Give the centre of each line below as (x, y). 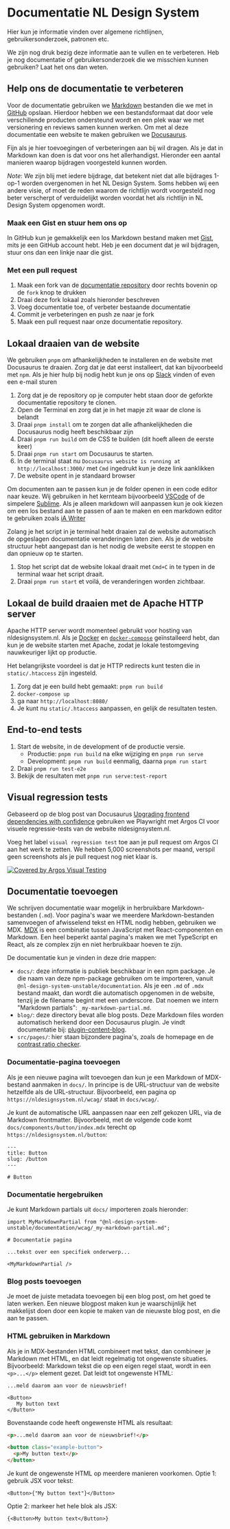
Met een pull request (42, 270)
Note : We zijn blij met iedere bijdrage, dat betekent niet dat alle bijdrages (110, 175)
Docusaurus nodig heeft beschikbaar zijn (75, 432)
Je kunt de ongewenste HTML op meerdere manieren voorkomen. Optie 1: (112, 1473)
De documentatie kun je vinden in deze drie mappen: (82, 958)
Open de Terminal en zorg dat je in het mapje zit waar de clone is (109, 410)
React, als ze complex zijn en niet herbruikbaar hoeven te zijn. (95, 945)
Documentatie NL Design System (103, 13)
